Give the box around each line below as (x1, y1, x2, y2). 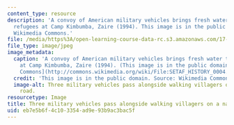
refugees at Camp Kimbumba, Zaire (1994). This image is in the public (13, 23, 226, 30)
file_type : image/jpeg (7, 42, 73, 49)
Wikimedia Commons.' (13, 29, 73, 37)
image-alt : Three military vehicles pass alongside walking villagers (13, 81, 223, 88)
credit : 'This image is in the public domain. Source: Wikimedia (13, 74, 208, 82)
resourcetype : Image (7, 94, 68, 101)
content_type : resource (7, 10, 77, 17)
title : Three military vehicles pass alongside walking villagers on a (7, 101, 219, 108)
